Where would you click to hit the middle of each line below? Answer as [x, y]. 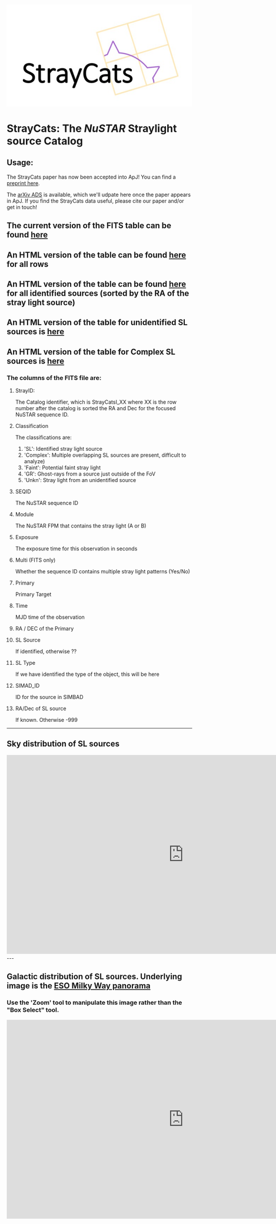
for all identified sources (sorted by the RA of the [98, 293]
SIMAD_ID [27, 686]
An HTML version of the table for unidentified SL [97, 323]
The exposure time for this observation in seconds [76, 549]
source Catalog [45, 141]
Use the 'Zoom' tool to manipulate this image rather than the [94, 1002]
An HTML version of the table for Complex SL [91, 352]
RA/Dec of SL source [41, 708]
